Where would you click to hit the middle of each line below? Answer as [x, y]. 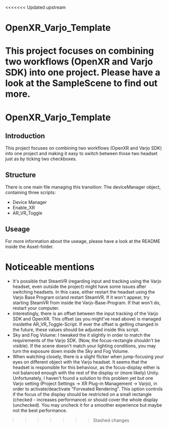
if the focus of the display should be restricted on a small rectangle [82, 394]
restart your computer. [36, 308]
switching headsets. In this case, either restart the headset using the [84, 292]
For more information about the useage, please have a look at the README [83, 241]
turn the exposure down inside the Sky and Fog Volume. [71, 351]
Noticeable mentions [50, 267]
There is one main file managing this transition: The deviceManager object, [83, 187]
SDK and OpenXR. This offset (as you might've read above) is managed [87, 318]
